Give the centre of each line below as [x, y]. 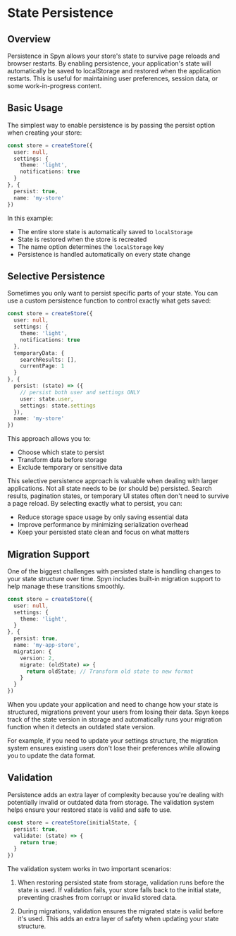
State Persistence [61, 13]
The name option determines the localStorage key [91, 247]
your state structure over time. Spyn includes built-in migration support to [114, 578]
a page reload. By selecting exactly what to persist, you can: [95, 504]
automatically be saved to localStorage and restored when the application [114, 71]
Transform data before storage [62, 460]
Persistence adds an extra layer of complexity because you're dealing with [116, 794]
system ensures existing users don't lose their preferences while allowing [114, 748]
